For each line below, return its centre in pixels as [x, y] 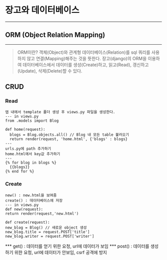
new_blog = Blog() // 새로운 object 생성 [46, 227]
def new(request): [24, 209]
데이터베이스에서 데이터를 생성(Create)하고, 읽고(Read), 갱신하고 [86, 65]
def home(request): [25, 130]
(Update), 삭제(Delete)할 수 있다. [50, 71]
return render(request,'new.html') [42, 214]
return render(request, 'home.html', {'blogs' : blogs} [69, 139]
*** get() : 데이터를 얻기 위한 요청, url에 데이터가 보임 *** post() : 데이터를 [77, 246]
